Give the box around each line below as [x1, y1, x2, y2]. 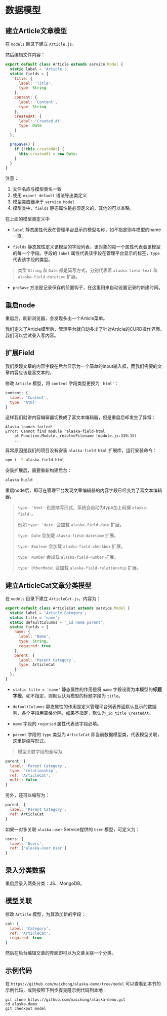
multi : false [10, 778, 37, 783]
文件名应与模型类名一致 [12, 186, 62, 192]
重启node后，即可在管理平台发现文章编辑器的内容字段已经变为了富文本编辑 [5, 487, 162, 493]
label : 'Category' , [10, 926, 51, 931]
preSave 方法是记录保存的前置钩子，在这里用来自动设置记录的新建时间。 [12, 284, 163, 291]
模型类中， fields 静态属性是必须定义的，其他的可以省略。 [12, 205, 134, 211]
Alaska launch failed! [5, 425, 53, 430]
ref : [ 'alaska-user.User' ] [10, 846, 67, 851]
